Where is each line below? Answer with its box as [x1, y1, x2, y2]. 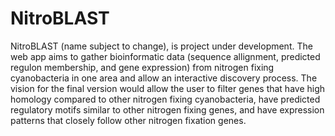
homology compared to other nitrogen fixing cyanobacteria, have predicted [10, 93, 321, 105]
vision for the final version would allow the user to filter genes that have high [10, 82, 326, 94]
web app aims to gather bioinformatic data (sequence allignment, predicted [10, 50, 321, 62]
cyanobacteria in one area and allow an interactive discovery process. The [10, 72, 318, 84]
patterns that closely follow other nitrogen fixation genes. [10, 114, 247, 126]
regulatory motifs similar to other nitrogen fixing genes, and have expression [10, 103, 325, 116]
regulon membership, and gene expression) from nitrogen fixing [10, 61, 275, 73]
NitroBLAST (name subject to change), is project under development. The [10, 40, 313, 52]
